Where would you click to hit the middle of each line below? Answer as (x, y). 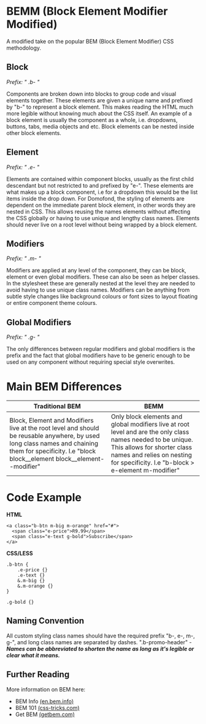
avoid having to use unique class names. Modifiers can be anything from (98, 290)
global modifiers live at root (151, 425)
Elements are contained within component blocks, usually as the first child (100, 179)
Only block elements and (147, 417)
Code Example (44, 498)
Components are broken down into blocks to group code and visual (91, 94)
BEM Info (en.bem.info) (44, 701)
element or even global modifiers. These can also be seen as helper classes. (103, 277)
